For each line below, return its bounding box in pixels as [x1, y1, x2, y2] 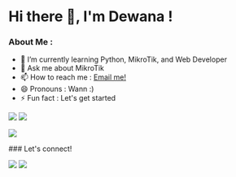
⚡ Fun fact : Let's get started [20, 93, 116, 103]
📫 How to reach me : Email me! [20, 72, 126, 82]
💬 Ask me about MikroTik [20, 63, 104, 73]
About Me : [8, 37, 53, 48]
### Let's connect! [8, 144, 72, 153]
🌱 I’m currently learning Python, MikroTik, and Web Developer [20, 54, 228, 64]
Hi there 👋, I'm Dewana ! [8, 7, 173, 26]
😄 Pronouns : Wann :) [20, 84, 94, 94]
